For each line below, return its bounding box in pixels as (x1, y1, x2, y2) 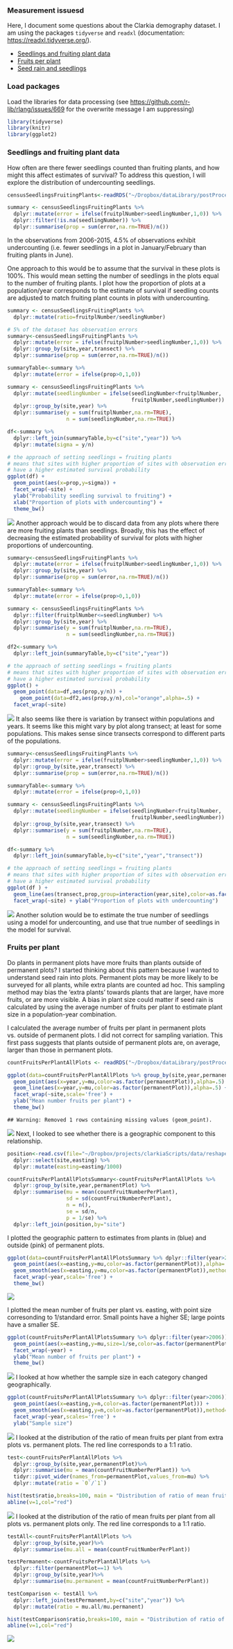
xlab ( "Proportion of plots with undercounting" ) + (13, 499, 163, 505)
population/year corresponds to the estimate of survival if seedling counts (7, 286, 219, 294)
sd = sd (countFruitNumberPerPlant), (66, 1195, 172, 1203)
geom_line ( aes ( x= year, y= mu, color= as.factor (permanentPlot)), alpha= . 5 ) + (13, 1085, 228, 1091)
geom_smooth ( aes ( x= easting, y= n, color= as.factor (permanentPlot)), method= (13, 1407, 228, 1414)
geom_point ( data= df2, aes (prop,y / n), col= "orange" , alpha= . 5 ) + (19, 695, 200, 702)
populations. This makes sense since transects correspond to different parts (7, 730, 225, 738)
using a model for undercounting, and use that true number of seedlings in (7, 918, 220, 926)
